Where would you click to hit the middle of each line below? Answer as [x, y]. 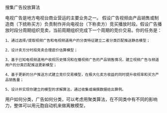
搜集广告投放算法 [23, 7]
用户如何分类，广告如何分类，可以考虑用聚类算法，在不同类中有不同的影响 [81, 99]
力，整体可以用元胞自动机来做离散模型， [46, 105]
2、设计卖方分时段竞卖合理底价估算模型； [42, 50]
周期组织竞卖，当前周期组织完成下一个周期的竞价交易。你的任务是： [92, 30]
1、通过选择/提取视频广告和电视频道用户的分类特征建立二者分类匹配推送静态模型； [78, 41]
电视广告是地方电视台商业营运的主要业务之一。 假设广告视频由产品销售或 [80, 18]
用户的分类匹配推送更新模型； [31, 65]
